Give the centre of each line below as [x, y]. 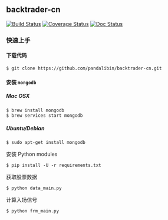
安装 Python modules [32, 154]
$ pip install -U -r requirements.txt [54, 165]
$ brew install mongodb [35, 110]
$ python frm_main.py [33, 211]
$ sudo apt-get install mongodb [46, 143]
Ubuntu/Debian [25, 129]
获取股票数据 [22, 177]
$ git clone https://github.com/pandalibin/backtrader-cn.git [84, 68]
